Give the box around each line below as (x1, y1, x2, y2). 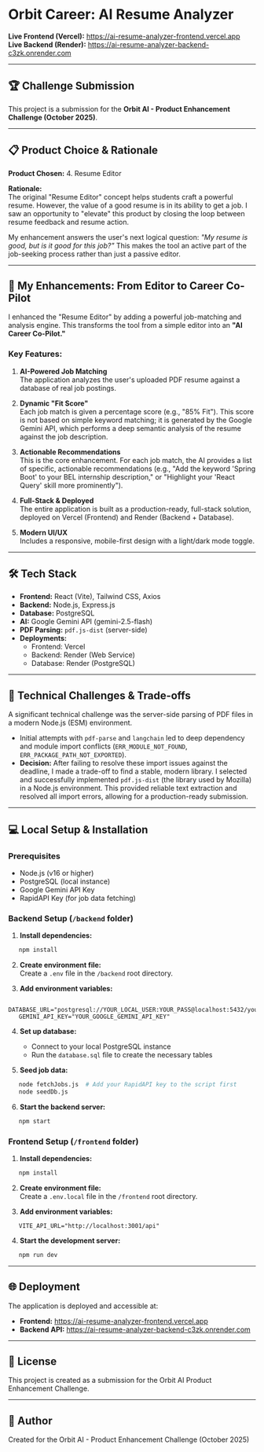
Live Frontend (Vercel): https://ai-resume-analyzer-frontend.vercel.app (8, 31, 241, 41)
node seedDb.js (18, 1088, 68, 1096)
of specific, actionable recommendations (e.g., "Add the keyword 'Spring (19, 464, 256, 473)
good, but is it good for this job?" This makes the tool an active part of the (8, 241, 247, 250)
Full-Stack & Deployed (19, 495, 94, 505)
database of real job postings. (19, 383, 116, 392)
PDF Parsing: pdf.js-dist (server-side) (19, 625, 148, 634)
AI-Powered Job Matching (19, 366, 108, 376)
